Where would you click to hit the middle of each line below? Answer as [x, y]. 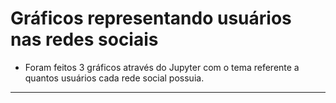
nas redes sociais [84, 39]
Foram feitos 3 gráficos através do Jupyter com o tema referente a [162, 67]
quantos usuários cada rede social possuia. [114, 78]
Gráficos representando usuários [151, 18]
